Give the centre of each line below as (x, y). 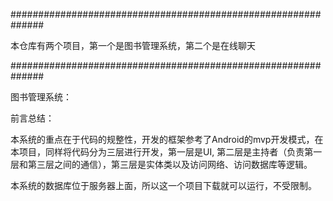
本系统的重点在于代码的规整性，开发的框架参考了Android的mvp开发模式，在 (167, 139)
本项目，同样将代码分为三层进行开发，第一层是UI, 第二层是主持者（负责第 (162, 152)
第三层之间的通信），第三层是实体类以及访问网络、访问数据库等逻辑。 (170, 164)
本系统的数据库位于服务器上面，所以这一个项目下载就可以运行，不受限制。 (163, 185)
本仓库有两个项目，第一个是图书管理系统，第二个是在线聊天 (133, 45)
